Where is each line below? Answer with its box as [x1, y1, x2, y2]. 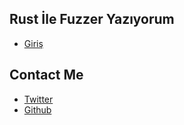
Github [23, 103, 52, 116]
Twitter [23, 93, 54, 105]
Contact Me [9, 67, 84, 84]
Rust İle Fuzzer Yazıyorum [9, 11, 175, 28]
